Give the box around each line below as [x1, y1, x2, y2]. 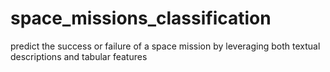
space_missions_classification [10, 7, 272, 30]
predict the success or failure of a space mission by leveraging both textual [10, 40, 321, 52]
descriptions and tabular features [10, 50, 148, 62]
